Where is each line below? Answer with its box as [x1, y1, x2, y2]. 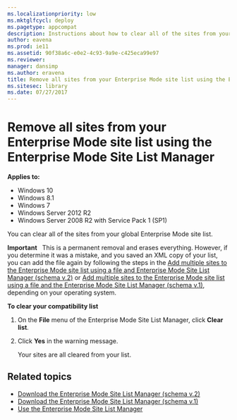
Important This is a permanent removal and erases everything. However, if [7, 244, 228, 252]
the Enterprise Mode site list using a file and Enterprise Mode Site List [7, 266, 210, 275]
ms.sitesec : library [7, 82, 68, 89]
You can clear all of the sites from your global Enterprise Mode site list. [7, 230, 213, 238]
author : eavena [7, 37, 52, 44]
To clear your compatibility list [7, 302, 99, 311]
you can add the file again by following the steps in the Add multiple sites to [7, 259, 227, 267]
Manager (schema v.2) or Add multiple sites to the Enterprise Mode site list [7, 273, 225, 282]
